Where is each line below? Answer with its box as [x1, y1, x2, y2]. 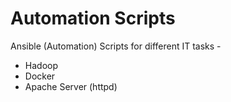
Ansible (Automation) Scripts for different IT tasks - [10, 40, 222, 52]
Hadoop [24, 59, 58, 71]
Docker [24, 70, 56, 82]
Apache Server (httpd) [24, 80, 118, 92]
